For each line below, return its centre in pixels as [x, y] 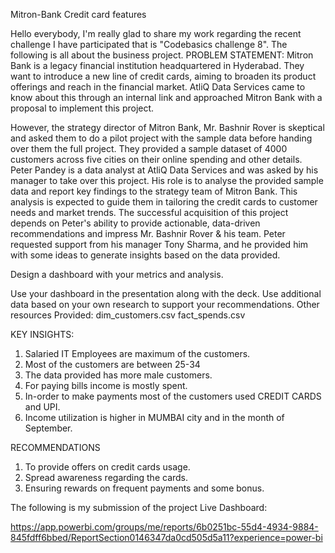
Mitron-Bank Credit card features [78, 14]
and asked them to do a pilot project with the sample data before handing [161, 138]
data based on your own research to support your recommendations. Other [165, 304]
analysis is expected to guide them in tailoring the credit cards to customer [164, 202]
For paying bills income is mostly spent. [106, 385]
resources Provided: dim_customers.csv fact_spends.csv [128, 315]
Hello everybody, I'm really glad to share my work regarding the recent [156, 33]
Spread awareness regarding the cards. [106, 477]
